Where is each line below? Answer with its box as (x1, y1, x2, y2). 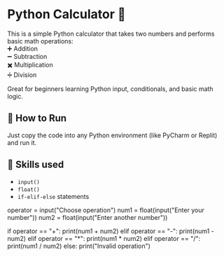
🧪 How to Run (7, 112, 67, 125)
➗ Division (7, 70, 37, 79)
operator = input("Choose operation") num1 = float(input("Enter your (7, 206, 204, 214)
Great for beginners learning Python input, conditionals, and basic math (7, 84, 213, 93)
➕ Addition (7, 44, 38, 53)
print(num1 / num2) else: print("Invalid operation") (7, 242, 150, 250)
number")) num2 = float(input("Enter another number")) (7, 213, 168, 221)
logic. (7, 92, 23, 100)
